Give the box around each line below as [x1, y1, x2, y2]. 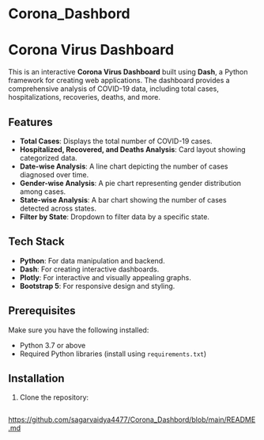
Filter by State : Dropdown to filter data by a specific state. [19, 211, 209, 222]
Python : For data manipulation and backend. [19, 256, 165, 265]
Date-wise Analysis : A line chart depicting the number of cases [19, 161, 228, 171]
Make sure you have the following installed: [8, 325, 149, 335]
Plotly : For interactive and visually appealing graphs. [19, 272, 191, 282]
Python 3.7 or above [19, 340, 86, 350]
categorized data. [19, 153, 77, 162]
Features [8, 116, 53, 129]
